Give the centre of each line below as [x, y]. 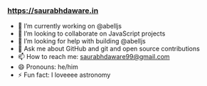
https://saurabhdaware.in [53, 11]
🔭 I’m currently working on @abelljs [70, 26]
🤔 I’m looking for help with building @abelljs [81, 41]
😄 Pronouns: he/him [48, 67]
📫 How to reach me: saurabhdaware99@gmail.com [94, 57]
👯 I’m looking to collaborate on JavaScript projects [91, 33]
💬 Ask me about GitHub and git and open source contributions [109, 49]
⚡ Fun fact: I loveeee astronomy [64, 75]
